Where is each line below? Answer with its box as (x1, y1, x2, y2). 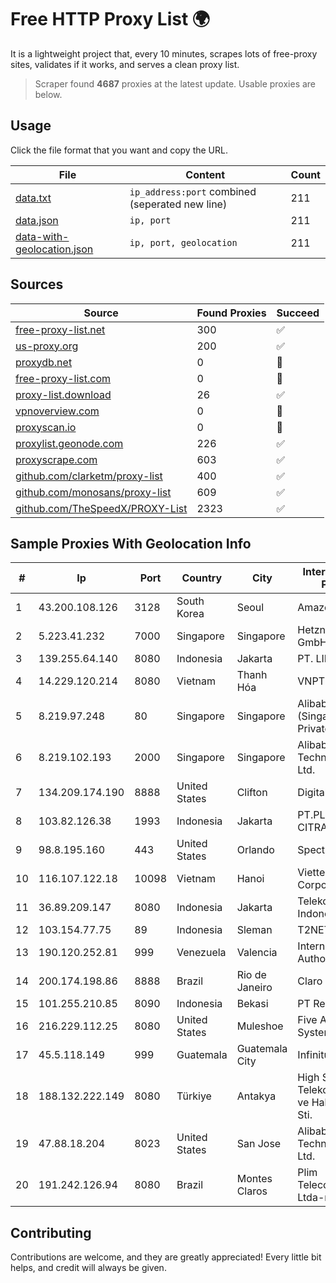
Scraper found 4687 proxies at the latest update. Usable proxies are (34, 77, 317, 90)
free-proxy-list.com (15, 371, 112, 385)
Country (181, 571, 223, 585)
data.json (15, 213, 59, 227)
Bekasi (236, 997, 269, 1011)
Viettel (297, 866, 328, 880)
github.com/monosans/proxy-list (15, 485, 172, 499)
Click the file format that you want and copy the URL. (10, 144, 228, 156)
